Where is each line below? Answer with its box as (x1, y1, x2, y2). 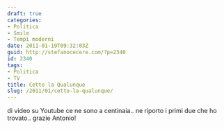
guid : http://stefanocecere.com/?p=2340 (7, 49, 127, 56)
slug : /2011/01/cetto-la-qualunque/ (7, 87, 113, 94)
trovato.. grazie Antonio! (7, 114, 77, 122)
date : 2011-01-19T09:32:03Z (7, 42, 89, 49)
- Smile (7, 29, 30, 37)
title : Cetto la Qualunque (7, 81, 86, 88)
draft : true (7, 10, 42, 17)
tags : (7, 62, 23, 69)
